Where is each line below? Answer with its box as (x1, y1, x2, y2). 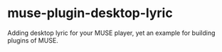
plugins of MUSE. (7, 36, 58, 44)
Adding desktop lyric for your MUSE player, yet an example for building (7, 28, 216, 37)
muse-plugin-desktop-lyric (7, 5, 173, 21)
